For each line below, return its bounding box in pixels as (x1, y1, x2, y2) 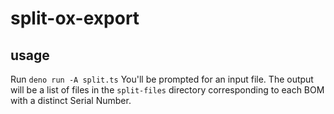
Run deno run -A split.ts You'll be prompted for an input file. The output (10, 73, 314, 85)
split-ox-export (10, 7, 140, 30)
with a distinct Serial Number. (10, 95, 132, 106)
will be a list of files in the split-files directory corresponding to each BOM (10, 84, 325, 96)
